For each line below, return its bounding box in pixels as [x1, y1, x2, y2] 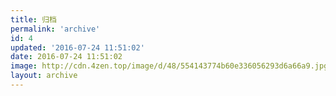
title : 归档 [10, 14, 57, 25]
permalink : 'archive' [10, 24, 101, 34]
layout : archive [10, 71, 78, 81]
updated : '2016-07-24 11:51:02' [10, 42, 145, 53]
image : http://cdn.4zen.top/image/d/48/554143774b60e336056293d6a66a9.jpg [10, 61, 329, 71]
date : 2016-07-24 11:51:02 [10, 52, 123, 62]
